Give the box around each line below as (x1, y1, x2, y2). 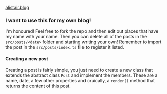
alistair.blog (5, 5, 29, 10)
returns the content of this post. (5, 83, 71, 89)
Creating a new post (5, 55, 49, 62)
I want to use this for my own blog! (5, 17, 91, 24)
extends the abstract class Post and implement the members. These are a (5, 72, 158, 78)
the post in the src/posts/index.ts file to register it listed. (5, 44, 124, 50)
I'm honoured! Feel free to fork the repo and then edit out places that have (5, 28, 159, 34)
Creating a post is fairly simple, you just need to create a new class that (5, 67, 153, 73)
